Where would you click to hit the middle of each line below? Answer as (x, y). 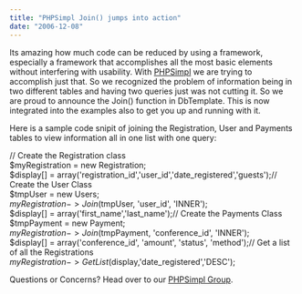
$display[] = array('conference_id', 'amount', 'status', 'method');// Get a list (150, 242)
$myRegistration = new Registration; (78, 165)
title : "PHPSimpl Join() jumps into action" (95, 18)
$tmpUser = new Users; (55, 194)
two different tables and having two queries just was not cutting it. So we (146, 91)
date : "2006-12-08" (47, 26)
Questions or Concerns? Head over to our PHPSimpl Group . (121, 279)
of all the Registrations (52, 252)
